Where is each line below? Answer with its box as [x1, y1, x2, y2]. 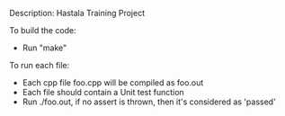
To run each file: [9, 60, 70, 70]
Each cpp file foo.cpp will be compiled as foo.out [22, 77, 204, 88]
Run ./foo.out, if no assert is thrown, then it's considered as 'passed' [22, 96, 276, 107]
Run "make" [22, 42, 67, 53]
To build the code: [9, 25, 76, 35]
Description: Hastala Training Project [9, 8, 146, 18]
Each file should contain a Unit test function [22, 87, 184, 97]
